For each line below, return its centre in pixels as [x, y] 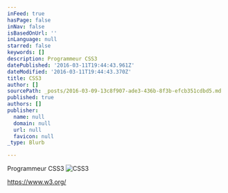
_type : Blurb [26, 143]
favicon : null [34, 136]
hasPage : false [29, 20]
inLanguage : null [32, 40]
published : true [30, 98]
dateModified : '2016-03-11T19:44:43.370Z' [69, 72]
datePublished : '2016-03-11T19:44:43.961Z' [71, 65]
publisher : [23, 110]
